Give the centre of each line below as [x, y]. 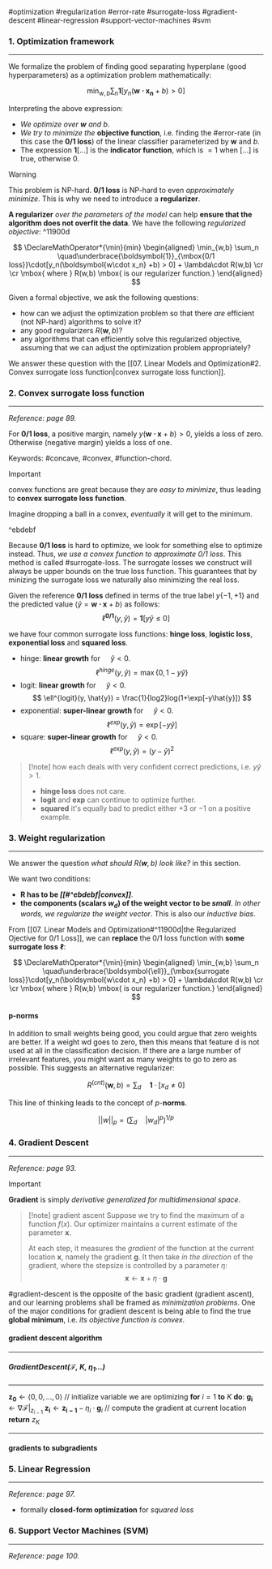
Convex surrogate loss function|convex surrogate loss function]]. [117, 372]
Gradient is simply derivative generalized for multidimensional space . [125, 1199]
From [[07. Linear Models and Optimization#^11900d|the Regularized [122, 930]
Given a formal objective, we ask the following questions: [104, 298]
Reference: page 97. [42, 1494]
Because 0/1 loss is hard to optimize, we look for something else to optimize [136, 546]
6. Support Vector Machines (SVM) [79, 1531]
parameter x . [49, 1232]
